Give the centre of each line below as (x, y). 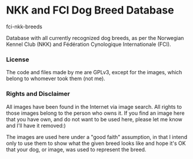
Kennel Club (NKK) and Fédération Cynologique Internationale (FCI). (89, 44)
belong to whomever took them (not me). (56, 79)
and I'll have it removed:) (36, 125)
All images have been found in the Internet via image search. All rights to (94, 107)
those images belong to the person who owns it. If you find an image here (95, 113)
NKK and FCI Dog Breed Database (90, 10)
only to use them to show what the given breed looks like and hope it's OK (96, 143)
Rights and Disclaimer (38, 94)
